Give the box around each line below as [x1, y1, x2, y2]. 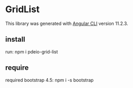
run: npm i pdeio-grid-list [5, 48, 58, 54]
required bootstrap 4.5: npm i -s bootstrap [5, 77, 94, 83]
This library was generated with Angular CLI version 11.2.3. [5, 20, 128, 26]
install [5, 35, 25, 44]
